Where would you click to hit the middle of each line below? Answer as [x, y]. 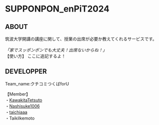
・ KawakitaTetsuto [24, 100]
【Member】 [18, 94]
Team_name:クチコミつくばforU [37, 83]
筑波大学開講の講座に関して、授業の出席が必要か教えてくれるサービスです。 [81, 39]
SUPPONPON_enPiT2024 [57, 9]
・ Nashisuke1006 [23, 106]
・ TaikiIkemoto [20, 118]
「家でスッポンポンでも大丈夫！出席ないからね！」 [56, 50]
